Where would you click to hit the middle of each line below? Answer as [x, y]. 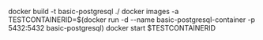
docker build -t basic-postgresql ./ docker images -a [94, 11]
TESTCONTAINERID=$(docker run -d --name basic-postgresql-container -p [131, 20]
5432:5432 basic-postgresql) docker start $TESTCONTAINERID [112, 28]
